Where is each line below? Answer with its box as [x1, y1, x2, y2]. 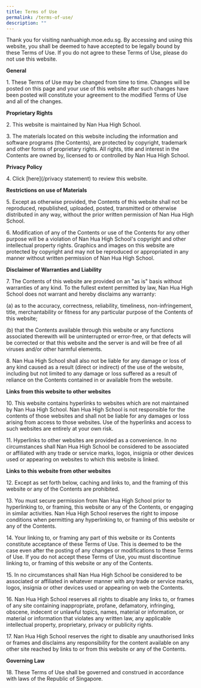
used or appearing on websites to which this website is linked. [6, 456, 160, 463]
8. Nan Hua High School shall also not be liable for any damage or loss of [6, 357, 187, 365]
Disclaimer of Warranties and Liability [6, 266, 102, 274]
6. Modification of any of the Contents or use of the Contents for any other [6, 229, 190, 236]
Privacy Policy [6, 163, 43, 171]
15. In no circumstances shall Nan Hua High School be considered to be [6, 571, 182, 579]
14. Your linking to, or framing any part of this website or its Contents [6, 534, 175, 542]
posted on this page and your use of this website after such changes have [6, 85, 189, 92]
